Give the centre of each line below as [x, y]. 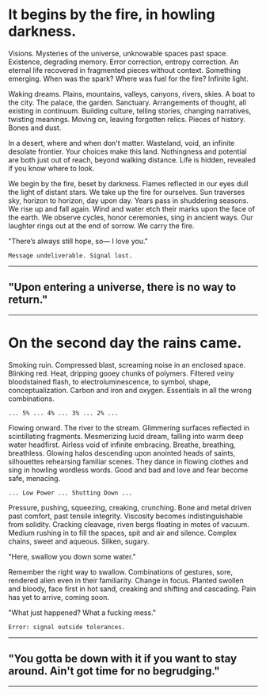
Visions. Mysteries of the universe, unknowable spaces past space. [118, 53]
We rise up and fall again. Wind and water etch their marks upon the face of [132, 208]
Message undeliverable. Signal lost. [70, 255]
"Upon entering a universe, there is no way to [122, 287]
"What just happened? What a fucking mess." [82, 613]
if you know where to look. [51, 168]
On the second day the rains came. [125, 343]
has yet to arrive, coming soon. [59, 597]
